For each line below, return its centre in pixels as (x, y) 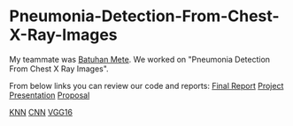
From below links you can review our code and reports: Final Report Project (146, 85)
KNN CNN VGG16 (41, 112)
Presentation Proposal (50, 95)
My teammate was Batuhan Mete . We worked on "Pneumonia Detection (140, 59)
